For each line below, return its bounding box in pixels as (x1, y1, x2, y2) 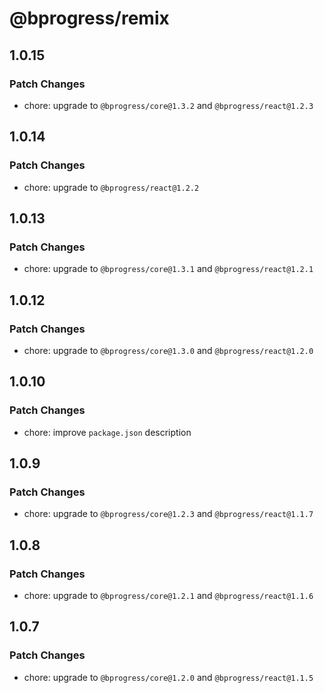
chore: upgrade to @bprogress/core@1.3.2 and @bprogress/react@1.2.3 (23, 99, 314, 111)
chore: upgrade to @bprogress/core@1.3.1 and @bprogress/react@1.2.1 (23, 263, 314, 275)
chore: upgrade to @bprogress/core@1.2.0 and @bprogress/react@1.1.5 (23, 671, 314, 683)
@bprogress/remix (9, 7, 170, 30)
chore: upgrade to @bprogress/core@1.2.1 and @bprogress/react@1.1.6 (23, 590, 314, 601)
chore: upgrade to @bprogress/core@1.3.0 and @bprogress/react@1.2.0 (23, 344, 314, 356)
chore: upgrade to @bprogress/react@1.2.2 (23, 181, 200, 193)
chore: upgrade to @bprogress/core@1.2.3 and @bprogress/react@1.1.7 (23, 508, 314, 520)
